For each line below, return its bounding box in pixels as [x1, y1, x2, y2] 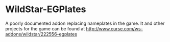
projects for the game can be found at [5, 25, 85, 31]
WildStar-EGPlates [5, 4, 86, 15]
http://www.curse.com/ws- [86, 25, 143, 31]
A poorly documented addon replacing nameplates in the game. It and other [5, 20, 165, 26]
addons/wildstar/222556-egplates [5, 31, 78, 37]
